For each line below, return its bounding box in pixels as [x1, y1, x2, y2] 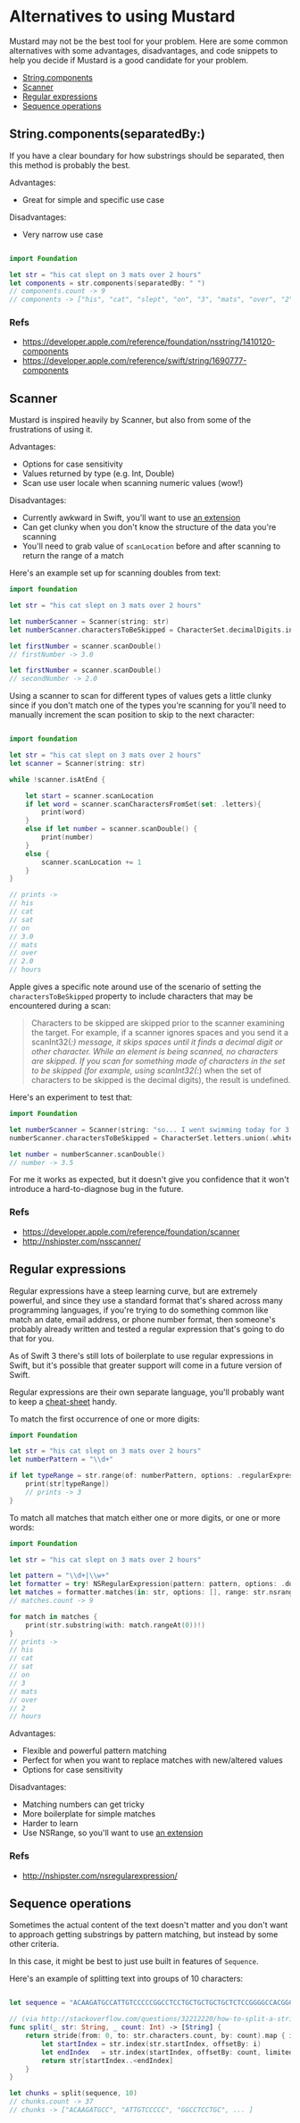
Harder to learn [21, 1818, 79, 1829]
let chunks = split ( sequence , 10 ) [9, 2089, 138, 2098]
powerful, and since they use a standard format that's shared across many [9, 1295, 283, 1305]
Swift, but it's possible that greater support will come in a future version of [9, 1360, 283, 1371]
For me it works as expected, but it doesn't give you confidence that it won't [9, 1174, 290, 1185]
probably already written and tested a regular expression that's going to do [9, 1323, 285, 1334]
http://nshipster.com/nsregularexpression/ [21, 1870, 179, 1881]
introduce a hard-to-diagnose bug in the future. [9, 1184, 184, 1195]
